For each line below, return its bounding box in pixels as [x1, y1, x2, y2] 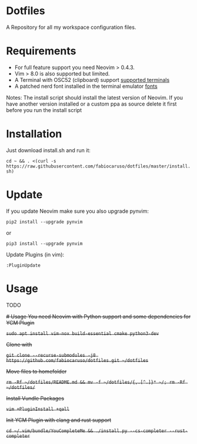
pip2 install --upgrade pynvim [6, 219, 83, 225]
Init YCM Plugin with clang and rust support [6, 416, 112, 423]
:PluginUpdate [6, 262, 41, 268]
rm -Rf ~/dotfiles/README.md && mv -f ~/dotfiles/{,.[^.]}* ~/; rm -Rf [6, 379, 185, 385]
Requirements [6, 44, 76, 58]
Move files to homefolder [6, 367, 67, 375]
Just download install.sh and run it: [6, 146, 91, 154]
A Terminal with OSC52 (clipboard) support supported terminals [14, 76, 170, 83]
